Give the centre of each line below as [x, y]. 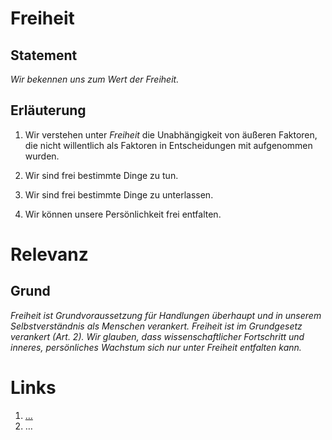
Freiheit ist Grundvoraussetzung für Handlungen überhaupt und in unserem [166, 315]
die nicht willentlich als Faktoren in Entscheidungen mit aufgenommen [168, 145]
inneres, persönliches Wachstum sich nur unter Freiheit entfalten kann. [156, 347]
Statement [44, 55]
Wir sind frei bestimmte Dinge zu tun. [101, 175]
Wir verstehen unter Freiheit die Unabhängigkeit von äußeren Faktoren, [171, 134]
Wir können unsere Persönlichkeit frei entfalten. [123, 214]
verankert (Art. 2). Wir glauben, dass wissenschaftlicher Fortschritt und [157, 336]
